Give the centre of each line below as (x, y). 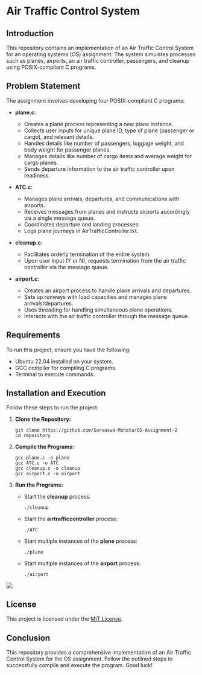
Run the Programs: (39, 485)
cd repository (33, 436)
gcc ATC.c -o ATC (37, 463)
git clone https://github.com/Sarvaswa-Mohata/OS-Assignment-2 (96, 430)
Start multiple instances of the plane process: (80, 541)
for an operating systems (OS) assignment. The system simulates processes (101, 54)
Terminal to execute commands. (55, 374)
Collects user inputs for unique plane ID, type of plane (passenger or (109, 130)
